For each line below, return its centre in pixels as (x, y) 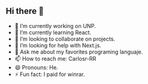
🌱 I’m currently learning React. (53, 32)
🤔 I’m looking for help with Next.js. (58, 45)
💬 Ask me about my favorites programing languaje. (79, 52)
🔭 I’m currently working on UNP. (55, 26)
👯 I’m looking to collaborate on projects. (65, 39)
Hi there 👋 (25, 11)
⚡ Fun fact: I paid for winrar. (50, 74)
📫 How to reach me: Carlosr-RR (55, 58)
